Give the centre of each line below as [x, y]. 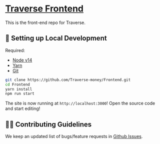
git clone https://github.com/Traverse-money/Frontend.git [68, 80]
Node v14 [22, 60]
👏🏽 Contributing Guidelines [48, 124]
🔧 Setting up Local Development [56, 38]
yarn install [19, 89]
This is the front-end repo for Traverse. [45, 22]
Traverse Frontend [44, 9]
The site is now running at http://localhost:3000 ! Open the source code [80, 103]
